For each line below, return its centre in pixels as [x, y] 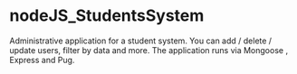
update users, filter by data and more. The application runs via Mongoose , [148, 50]
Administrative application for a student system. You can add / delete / [141, 41]
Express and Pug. [42, 60]
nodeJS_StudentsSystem [107, 16]
